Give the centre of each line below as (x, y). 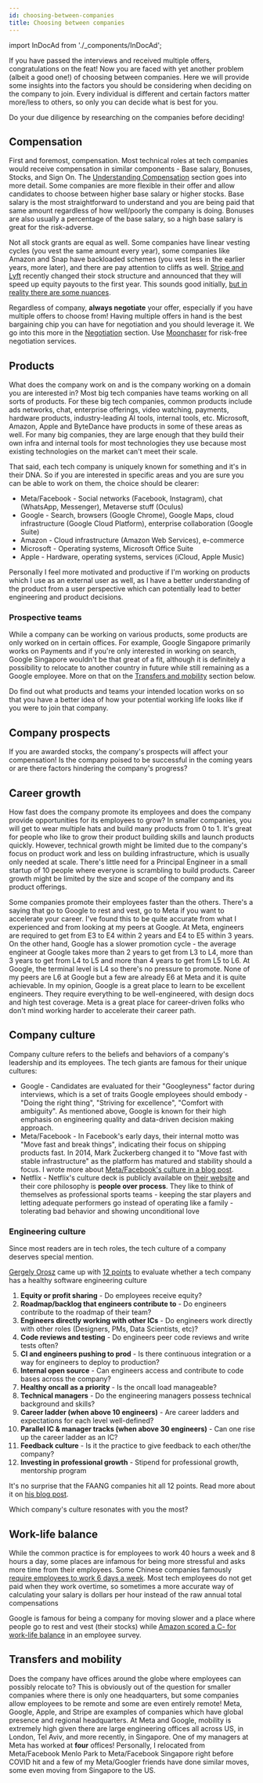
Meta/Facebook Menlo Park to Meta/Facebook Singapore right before (121, 1753)
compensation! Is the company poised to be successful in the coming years (131, 760)
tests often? (39, 1346)
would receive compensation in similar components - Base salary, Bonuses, (131, 169)
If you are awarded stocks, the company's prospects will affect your (119, 752)
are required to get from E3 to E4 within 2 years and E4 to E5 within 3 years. (131, 935)
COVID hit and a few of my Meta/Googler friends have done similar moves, (129, 1762)
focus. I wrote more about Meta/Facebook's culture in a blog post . (127, 1169)
